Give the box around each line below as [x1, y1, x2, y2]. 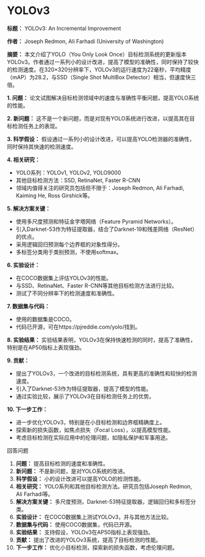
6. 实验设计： [7, 261, 40, 269]
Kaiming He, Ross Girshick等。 [15, 192, 93, 199]
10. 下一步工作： [7, 406, 48, 413]
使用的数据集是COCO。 [15, 315, 75, 322]
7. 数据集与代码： [7, 302, 50, 310]
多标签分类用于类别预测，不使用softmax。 [15, 248, 122, 255]
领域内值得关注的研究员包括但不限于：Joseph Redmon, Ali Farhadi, [15, 184, 185, 191]
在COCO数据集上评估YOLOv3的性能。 [15, 274, 112, 282]
